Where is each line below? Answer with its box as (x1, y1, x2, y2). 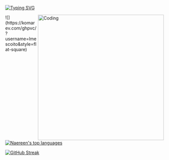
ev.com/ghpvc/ (5, 25, 37, 31)
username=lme (5, 36, 37, 42)
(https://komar (5, 20, 35, 26)
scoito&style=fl (5, 41, 37, 47)
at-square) (5, 47, 27, 52)
